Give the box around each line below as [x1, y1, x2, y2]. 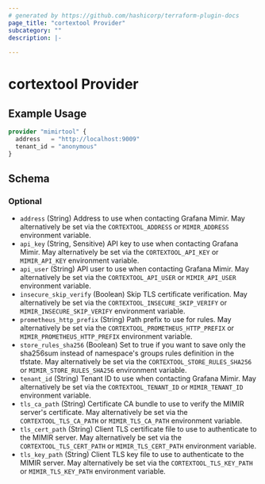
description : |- [8, 33, 62, 42]
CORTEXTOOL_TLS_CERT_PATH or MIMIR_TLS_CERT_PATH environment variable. [19, 441, 257, 451]
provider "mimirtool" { [8, 128, 87, 136]
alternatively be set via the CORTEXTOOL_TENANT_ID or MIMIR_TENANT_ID [19, 382, 244, 392]
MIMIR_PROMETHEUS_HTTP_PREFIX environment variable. [19, 332, 193, 341]
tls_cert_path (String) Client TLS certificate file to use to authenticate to [19, 424, 257, 434]
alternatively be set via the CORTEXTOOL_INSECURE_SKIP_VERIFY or [19, 298, 228, 308]
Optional [8, 195, 42, 206]
